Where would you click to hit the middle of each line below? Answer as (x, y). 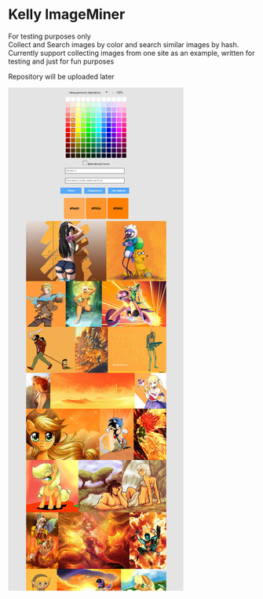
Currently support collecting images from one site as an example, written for (131, 53)
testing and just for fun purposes (61, 61)
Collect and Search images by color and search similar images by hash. (124, 44)
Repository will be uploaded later (62, 76)
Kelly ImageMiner (67, 15)
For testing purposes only (50, 36)
